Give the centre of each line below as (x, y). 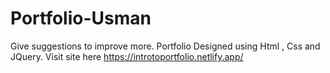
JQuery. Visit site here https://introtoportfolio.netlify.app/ (127, 56)
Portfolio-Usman (81, 18)
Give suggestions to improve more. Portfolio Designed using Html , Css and (165, 46)
